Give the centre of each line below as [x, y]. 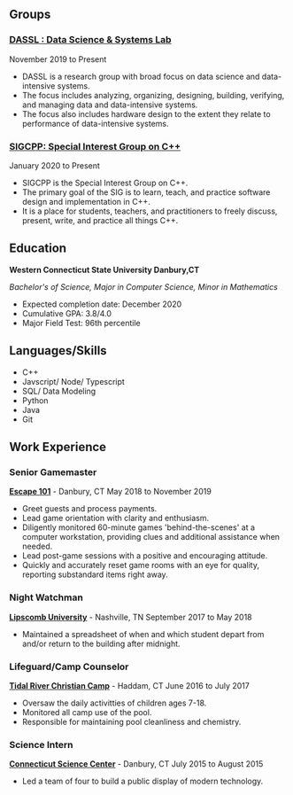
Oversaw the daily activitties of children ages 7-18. [114, 703]
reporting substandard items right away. [95, 574]
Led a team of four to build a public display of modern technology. [143, 781]
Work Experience [58, 447]
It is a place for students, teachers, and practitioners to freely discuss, [150, 211]
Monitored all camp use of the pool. [87, 712]
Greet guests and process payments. [89, 509]
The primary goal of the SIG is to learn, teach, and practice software [146, 192]
